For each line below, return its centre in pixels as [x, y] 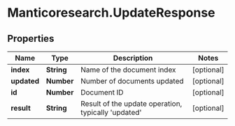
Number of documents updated [132, 81]
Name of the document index [128, 70]
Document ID [102, 92]
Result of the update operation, [131, 104]
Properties [31, 39]
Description [133, 58]
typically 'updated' [111, 112]
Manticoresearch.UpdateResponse [111, 13]
